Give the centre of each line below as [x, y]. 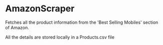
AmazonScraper [40, 9]
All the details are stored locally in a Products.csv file [60, 37]
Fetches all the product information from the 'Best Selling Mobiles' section [82, 22]
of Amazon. [17, 27]
